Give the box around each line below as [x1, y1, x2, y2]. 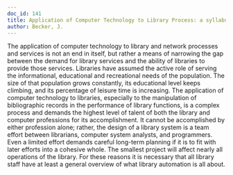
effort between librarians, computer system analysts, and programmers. [7, 131, 213, 139]
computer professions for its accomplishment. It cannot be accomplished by [7, 116, 225, 124]
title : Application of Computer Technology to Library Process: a [7, 17, 203, 24]
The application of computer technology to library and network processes [7, 42, 218, 51]
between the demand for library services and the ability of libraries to [7, 57, 205, 65]
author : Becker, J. [7, 23, 64, 30]
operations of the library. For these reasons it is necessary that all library [7, 153, 215, 161]
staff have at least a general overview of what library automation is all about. [7, 160, 225, 169]
